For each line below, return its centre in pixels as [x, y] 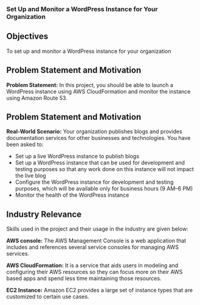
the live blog [31, 176]
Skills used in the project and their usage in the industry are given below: [97, 229]
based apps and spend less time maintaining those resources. [84, 278]
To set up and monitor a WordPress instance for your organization [89, 51]
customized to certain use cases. [48, 296]
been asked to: [25, 144]
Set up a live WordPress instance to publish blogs [77, 156]
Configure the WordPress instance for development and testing [94, 182]
